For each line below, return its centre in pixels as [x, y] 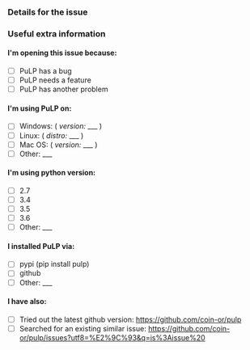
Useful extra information [57, 33]
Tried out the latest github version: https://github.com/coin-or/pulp [130, 319]
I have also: [27, 302]
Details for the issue [48, 12]
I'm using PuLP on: [40, 108]
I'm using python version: [52, 173]
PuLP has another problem [64, 89]
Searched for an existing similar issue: [83, 328]
